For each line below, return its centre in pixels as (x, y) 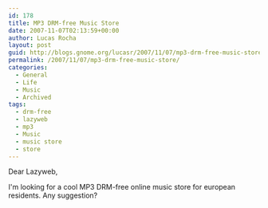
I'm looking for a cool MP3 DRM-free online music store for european (122, 187)
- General (32, 75)
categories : (28, 68)
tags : (17, 104)
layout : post (30, 45)
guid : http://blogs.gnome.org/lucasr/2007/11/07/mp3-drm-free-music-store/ (137, 53)
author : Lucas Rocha (43, 38)
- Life (26, 82)
